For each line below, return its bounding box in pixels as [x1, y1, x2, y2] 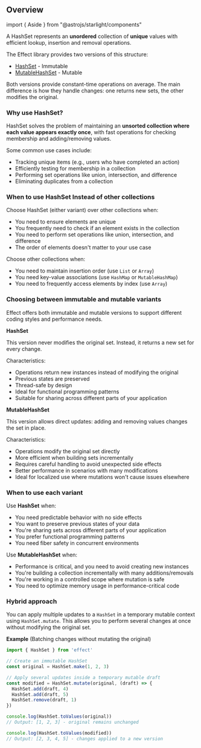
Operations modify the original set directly [14, 447, 120, 455]
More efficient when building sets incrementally [14, 454, 134, 461]
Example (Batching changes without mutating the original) [6, 636, 152, 643]
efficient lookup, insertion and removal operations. [6, 39, 132, 46]
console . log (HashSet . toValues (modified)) [6, 730, 112, 736]
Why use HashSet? [6, 108, 63, 117]
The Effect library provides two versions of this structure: [6, 51, 148, 58]
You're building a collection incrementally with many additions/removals [14, 569, 194, 576]
